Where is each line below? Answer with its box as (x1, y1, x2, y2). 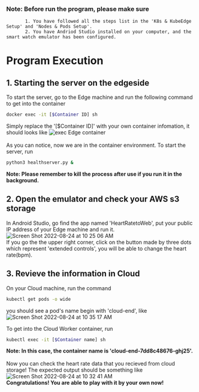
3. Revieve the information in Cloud (6, 269, 140, 279)
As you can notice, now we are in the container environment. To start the (6, 141, 186, 149)
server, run (6, 148, 33, 155)
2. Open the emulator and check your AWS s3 (6, 194, 180, 204)
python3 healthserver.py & (6, 159, 74, 166)
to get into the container (6, 100, 66, 107)
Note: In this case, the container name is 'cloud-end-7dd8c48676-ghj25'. (6, 347, 194, 355)
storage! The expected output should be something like (6, 366, 143, 373)
